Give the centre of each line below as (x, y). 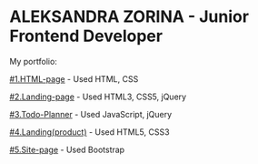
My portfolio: (33, 61)
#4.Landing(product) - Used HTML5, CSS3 (89, 132)
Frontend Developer (86, 36)
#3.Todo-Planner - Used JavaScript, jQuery (91, 114)
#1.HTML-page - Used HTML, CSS (74, 78)
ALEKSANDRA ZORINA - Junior (129, 17)
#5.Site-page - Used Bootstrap (67, 149)
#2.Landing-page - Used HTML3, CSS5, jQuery (98, 97)
